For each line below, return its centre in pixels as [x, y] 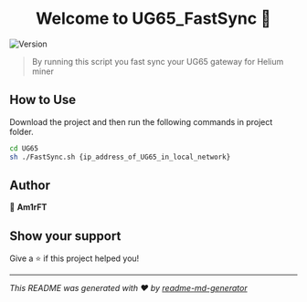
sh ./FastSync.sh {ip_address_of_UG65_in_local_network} [120, 157]
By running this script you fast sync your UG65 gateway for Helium [158, 61]
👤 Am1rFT [28, 207]
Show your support [65, 236]
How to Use [43, 100]
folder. [21, 131]
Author [30, 185]
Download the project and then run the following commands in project [141, 121]
